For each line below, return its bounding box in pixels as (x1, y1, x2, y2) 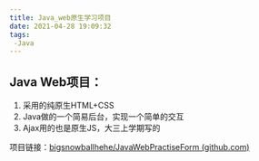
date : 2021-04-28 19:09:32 (9, 22, 112, 31)
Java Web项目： (9, 74, 103, 90)
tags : (9, 30, 30, 39)
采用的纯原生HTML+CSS (22, 100, 115, 111)
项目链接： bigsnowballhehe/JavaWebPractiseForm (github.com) (9, 142, 250, 153)
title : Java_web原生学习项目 (9, 13, 112, 23)
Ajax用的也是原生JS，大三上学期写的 (22, 123, 161, 134)
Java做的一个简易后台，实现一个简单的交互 (22, 111, 184, 122)
